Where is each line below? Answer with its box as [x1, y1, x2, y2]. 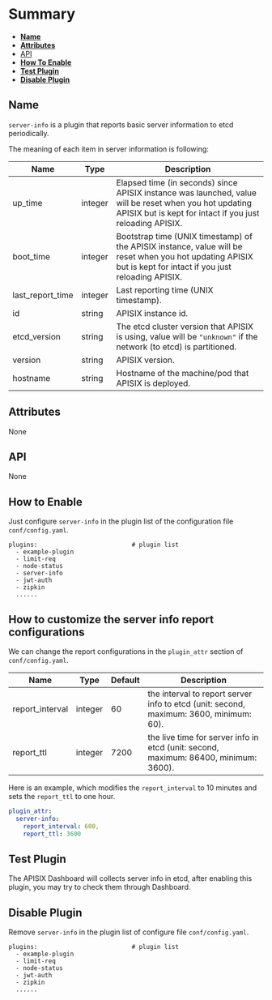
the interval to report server [147, 688, 253, 699]
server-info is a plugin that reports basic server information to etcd [8, 119, 234, 130]
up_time [12, 197, 43, 208]
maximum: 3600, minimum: [147, 708, 253, 720]
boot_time [12, 250, 50, 262]
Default [110, 674, 140, 686]
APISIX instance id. [116, 307, 189, 318]
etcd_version [12, 331, 61, 342]
